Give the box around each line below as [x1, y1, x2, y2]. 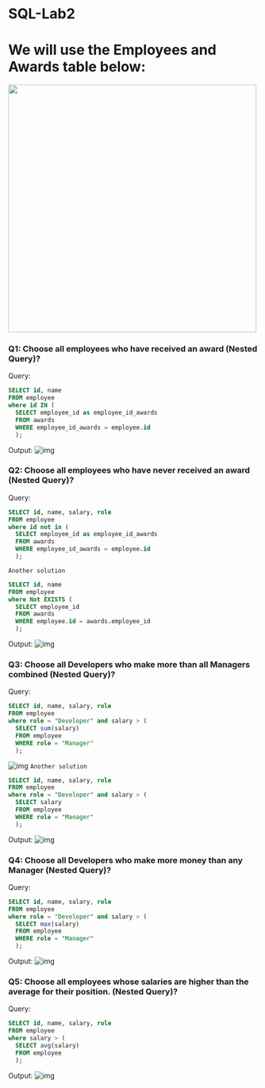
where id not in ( [8, 523, 69, 531]
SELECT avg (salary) [15, 1041, 80, 1049]
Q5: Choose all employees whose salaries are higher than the [8, 976, 249, 987]
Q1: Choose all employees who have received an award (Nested [8, 343, 258, 354]
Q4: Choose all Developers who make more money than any [8, 854, 244, 865]
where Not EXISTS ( [8, 596, 73, 603]
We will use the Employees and [8, 41, 217, 59]
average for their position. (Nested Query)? [8, 986, 179, 997]
